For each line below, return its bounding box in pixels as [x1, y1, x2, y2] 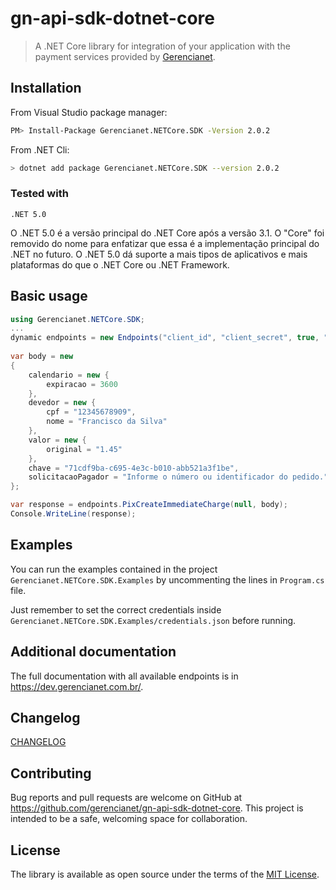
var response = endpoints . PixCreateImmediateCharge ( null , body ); [10, 500, 288, 510]
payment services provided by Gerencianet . [34, 50, 216, 62]
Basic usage [10, 288, 88, 305]
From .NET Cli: [10, 143, 70, 156]
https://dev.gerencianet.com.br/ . [10, 680, 144, 692]
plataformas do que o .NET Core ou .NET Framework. [10, 258, 230, 271]
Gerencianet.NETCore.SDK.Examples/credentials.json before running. [10, 614, 297, 626]
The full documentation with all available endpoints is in [10, 670, 239, 682]
